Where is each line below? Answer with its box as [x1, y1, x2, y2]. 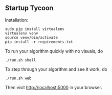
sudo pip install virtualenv [5, 27, 65, 32]
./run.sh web [5, 76, 32, 81]
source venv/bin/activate [5, 35, 58, 40]
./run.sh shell [5, 58, 36, 63]
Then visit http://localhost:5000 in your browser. [5, 84, 103, 90]
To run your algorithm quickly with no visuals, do [5, 48, 103, 54]
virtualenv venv [5, 31, 38, 36]
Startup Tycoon [5, 4, 54, 12]
